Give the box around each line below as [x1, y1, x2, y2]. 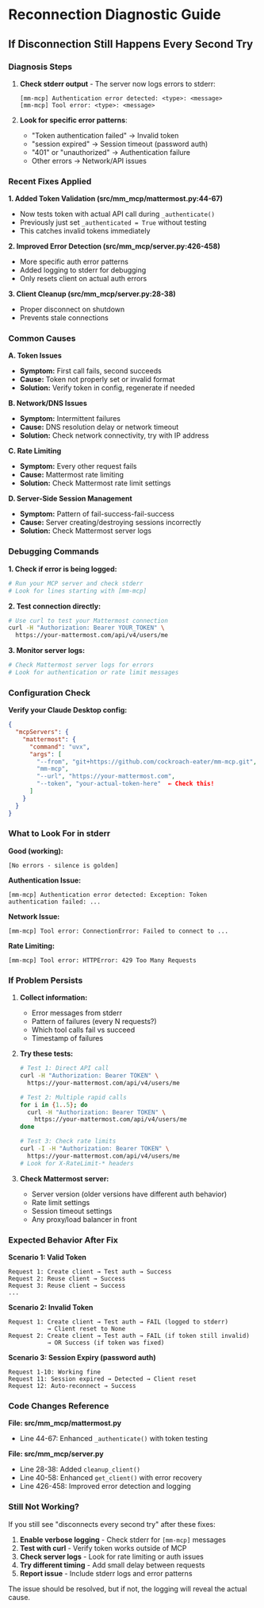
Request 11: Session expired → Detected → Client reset [8, 1374, 197, 1383]
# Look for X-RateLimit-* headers [19, 1159, 134, 1167]
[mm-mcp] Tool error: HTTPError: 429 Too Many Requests [8, 956, 197, 964]
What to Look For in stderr [8, 828, 111, 839]
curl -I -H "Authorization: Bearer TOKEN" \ [19, 1145, 170, 1153]
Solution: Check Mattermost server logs [19, 526, 152, 535]
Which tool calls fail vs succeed [31, 1025, 136, 1034]
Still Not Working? [8, 1502, 79, 1513]
